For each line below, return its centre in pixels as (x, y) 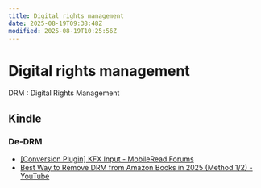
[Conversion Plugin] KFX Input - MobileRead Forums (107, 159)
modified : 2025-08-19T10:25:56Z (62, 31)
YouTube (35, 176)
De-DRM (25, 141)
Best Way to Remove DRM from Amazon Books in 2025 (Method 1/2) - (136, 167)
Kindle (25, 118)
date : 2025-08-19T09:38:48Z (56, 23)
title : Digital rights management (66, 16)
